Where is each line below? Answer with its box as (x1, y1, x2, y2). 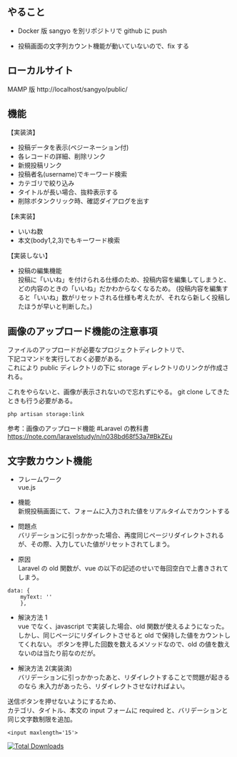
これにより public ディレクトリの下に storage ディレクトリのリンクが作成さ (7, 363, 229, 372)
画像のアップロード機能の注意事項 (7, 325, 158, 337)
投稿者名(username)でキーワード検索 (17, 170, 127, 179)
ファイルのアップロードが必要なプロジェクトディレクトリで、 (7, 345, 188, 355)
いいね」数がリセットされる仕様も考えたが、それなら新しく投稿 (36, 293, 225, 302)
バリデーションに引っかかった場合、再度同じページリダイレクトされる (17, 531, 225, 540)
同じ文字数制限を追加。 (7, 715, 76, 723)
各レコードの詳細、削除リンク (17, 152, 106, 161)
